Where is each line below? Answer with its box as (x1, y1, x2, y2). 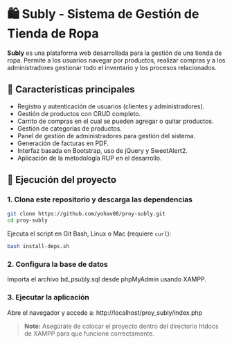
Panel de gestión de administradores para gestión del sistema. (17, 131, 196, 140)
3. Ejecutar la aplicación (7, 293, 90, 302)
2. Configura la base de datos (7, 259, 109, 269)
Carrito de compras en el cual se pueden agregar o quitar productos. (17, 117, 214, 125)
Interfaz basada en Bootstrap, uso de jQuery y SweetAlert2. (17, 146, 188, 154)
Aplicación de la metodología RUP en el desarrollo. (17, 154, 162, 162)
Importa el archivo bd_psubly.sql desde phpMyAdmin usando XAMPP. (7, 275, 206, 284)
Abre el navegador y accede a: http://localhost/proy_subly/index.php (7, 308, 203, 317)
